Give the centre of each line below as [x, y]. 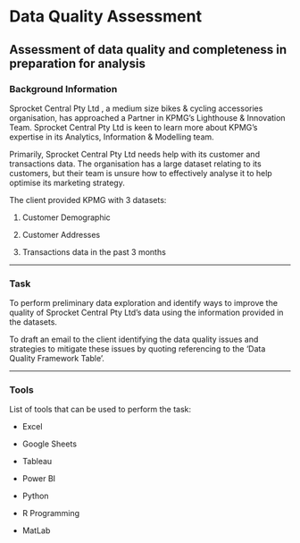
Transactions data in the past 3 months [94, 251]
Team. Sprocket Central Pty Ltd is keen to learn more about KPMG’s [133, 127]
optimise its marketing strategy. [67, 182]
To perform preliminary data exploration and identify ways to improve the [144, 303]
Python [35, 496]
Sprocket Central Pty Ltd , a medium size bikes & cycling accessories [136, 108]
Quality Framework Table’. [57, 359]
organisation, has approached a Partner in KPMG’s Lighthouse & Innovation [147, 117]
